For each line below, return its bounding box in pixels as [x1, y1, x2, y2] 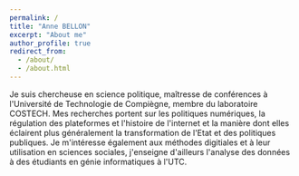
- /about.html [17, 64, 71, 73]
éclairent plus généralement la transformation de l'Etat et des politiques [9, 127, 276, 138]
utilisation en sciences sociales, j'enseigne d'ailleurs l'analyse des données [9, 146, 291, 157]
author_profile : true [9, 38, 92, 48]
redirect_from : [9, 47, 67, 56]
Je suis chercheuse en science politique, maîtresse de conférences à [9, 88, 268, 100]
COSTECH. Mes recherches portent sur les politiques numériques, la [9, 108, 265, 119]
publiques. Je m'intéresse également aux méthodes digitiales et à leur [9, 137, 271, 148]
